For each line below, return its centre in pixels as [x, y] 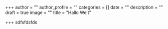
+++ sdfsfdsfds [21, 22]
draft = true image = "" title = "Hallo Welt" [48, 12]
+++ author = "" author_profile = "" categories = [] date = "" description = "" [84, 7]
